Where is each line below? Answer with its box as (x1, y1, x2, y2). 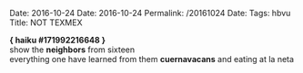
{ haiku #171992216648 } (9, 35, 106, 45)
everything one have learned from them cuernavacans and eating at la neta (9, 54, 294, 64)
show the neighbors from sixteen (9, 44, 136, 55)
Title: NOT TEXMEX (9, 17, 83, 28)
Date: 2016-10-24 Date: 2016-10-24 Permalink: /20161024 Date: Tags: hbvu (9, 8, 291, 18)
